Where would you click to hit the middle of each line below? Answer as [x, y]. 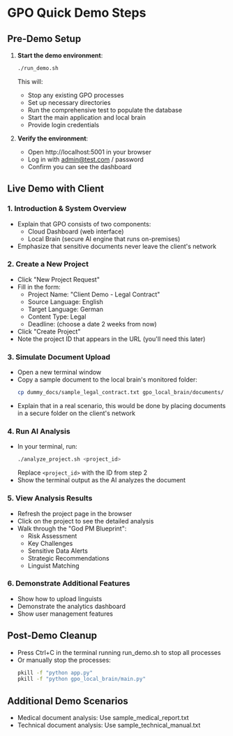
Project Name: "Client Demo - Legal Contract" [94, 294]
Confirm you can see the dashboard [80, 166]
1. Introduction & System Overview [67, 209]
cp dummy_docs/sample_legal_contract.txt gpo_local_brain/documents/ [121, 393]
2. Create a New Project [48, 264]
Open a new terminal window [59, 373]
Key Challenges [50, 543]
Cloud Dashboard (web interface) [76, 231]
